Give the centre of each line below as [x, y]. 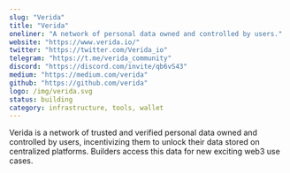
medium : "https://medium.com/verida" [79, 75]
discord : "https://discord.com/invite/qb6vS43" [99, 67]
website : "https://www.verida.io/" [75, 42]
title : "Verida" [39, 26]
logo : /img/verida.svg [51, 91]
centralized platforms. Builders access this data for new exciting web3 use [145, 152]
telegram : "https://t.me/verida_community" [91, 58]
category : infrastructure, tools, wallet [87, 108]
